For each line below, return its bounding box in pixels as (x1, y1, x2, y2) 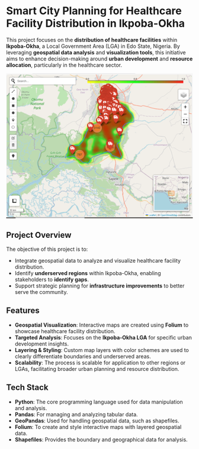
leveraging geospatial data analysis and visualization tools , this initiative (6, 49, 186, 56)
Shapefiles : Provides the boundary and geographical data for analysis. (14, 436, 188, 443)
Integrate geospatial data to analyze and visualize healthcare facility (14, 257, 181, 264)
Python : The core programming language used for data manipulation (14, 398, 184, 405)
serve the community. (14, 289, 68, 296)
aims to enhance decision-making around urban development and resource (6, 55, 193, 62)
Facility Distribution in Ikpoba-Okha (6, 17, 185, 30)
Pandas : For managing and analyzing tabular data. (14, 411, 138, 418)
